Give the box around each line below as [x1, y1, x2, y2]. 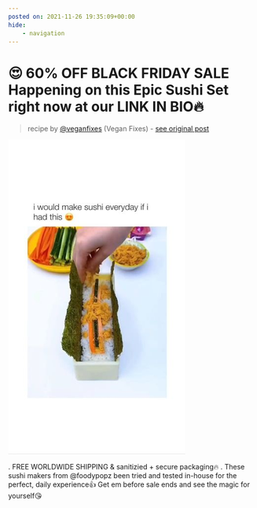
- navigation [22, 29, 65, 37]
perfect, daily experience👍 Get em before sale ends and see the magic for [8, 480, 250, 489]
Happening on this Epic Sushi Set [8, 81, 229, 98]
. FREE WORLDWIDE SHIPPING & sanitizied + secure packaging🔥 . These [8, 462, 245, 472]
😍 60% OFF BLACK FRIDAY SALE [8, 64, 229, 82]
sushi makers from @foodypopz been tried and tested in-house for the [8, 471, 237, 480]
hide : [8, 20, 26, 29]
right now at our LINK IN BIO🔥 [8, 98, 204, 116]
